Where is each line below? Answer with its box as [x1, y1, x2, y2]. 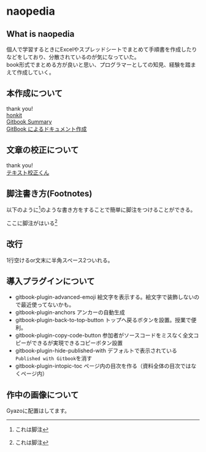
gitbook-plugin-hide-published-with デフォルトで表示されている [15, 347, 178, 355]
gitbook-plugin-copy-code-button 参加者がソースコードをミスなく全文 [15, 332, 194, 339]
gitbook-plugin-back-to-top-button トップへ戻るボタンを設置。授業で [15, 317, 191, 324]
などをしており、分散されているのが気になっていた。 [6, 53, 140, 61]
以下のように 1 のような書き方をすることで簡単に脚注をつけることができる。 [6, 205, 196, 214]
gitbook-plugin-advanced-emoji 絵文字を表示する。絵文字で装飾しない [15, 293, 194, 301]
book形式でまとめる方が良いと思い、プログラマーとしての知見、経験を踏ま [6, 61, 196, 68]
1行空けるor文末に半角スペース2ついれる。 [6, 256, 113, 264]
